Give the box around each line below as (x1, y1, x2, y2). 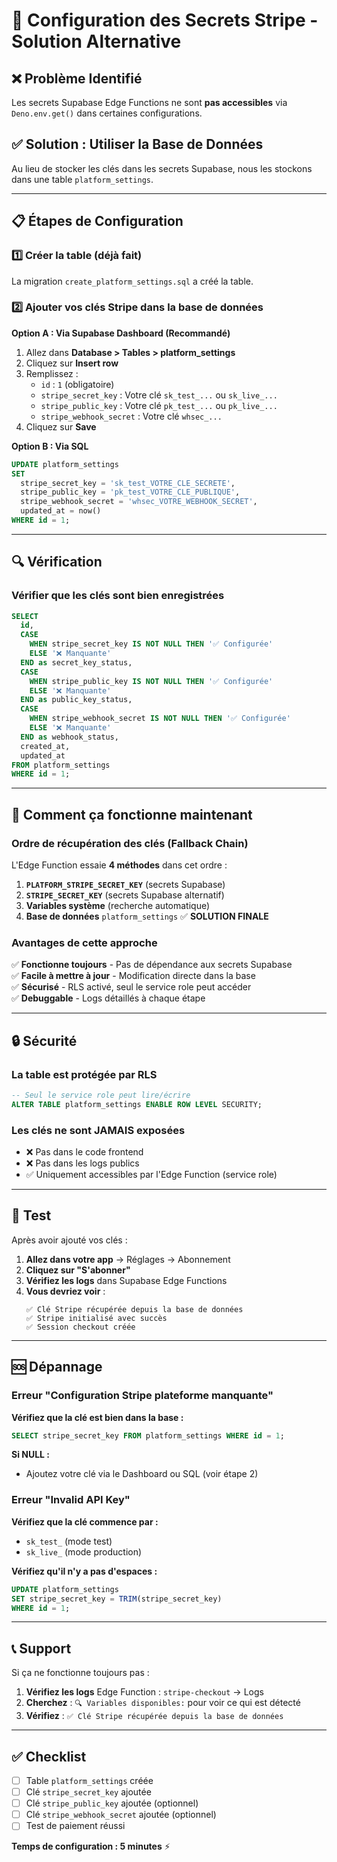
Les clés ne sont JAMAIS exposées (11, 1123, 186, 1137)
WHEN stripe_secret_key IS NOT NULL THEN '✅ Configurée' (29, 639, 274, 649)
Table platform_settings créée (25, 1775, 154, 1786)
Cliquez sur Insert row (25, 357, 119, 369)
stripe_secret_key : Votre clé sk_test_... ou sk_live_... (40, 389, 278, 401)
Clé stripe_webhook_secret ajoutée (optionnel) (25, 1809, 217, 1821)
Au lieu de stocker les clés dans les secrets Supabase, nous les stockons (11, 162, 313, 174)
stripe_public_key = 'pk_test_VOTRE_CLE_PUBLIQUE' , (20, 487, 241, 498)
